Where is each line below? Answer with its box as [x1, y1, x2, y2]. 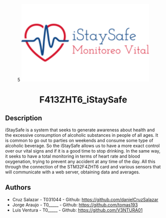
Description [5, 113, 42, 122]
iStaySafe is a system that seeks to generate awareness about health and [5, 127, 155, 133]
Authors [5, 183, 31, 192]
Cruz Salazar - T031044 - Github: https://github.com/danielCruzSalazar [12, 196, 159, 202]
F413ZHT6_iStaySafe [39, 94, 127, 106]
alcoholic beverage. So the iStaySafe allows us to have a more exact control [5, 143, 160, 149]
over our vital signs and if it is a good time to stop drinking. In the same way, [5, 148, 161, 154]
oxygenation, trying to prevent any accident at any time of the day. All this [5, 159, 156, 164]
